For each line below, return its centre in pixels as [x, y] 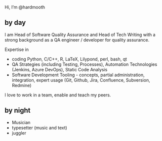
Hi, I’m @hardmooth [25, 7]
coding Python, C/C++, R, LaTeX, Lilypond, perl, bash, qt [69, 59]
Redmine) [21, 85]
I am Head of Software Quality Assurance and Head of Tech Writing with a [80, 35]
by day [15, 23]
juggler [19, 133]
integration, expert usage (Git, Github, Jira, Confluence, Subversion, [81, 80]
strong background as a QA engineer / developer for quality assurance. [77, 40]
